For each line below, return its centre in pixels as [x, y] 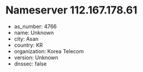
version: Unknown [36, 57]
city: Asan [26, 39]
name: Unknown [34, 32]
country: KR [29, 45]
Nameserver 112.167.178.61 [71, 10]
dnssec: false [30, 64]
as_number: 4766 [35, 26]
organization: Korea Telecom [49, 51]
